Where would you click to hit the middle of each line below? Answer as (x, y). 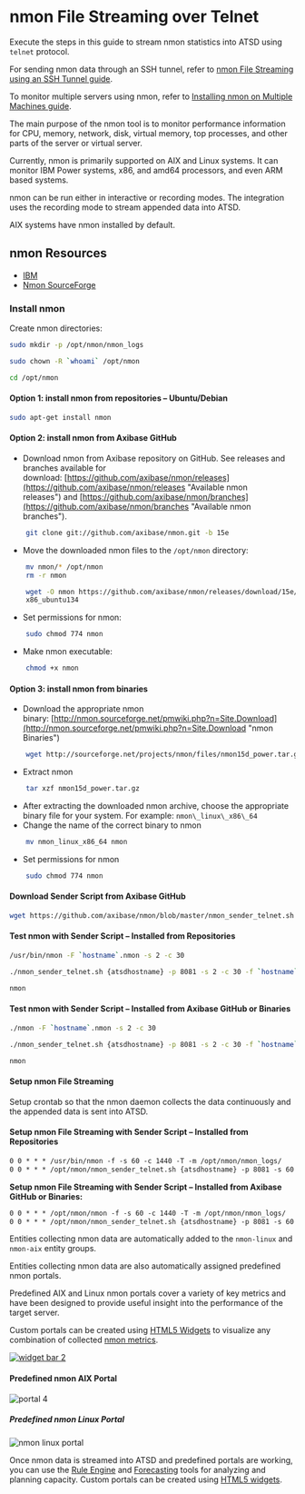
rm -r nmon (46, 575)
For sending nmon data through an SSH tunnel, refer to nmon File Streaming (152, 69)
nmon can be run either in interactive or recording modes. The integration (147, 197)
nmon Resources (58, 253)
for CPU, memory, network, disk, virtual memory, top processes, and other (148, 133)
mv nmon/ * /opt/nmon (64, 567)
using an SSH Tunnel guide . (61, 78)
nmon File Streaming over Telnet (134, 17)
